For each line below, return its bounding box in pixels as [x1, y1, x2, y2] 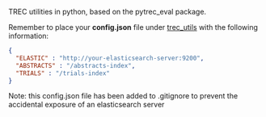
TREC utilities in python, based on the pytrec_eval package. [8, 7, 207, 16]
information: [8, 31, 49, 40]
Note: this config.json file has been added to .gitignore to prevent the [8, 91, 239, 101]
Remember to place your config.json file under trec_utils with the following [8, 23, 259, 31]
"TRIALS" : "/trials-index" [15, 69, 111, 77]
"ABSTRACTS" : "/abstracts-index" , [15, 61, 136, 69]
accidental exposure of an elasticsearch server [8, 100, 165, 110]
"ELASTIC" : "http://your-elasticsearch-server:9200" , [15, 54, 205, 62]
